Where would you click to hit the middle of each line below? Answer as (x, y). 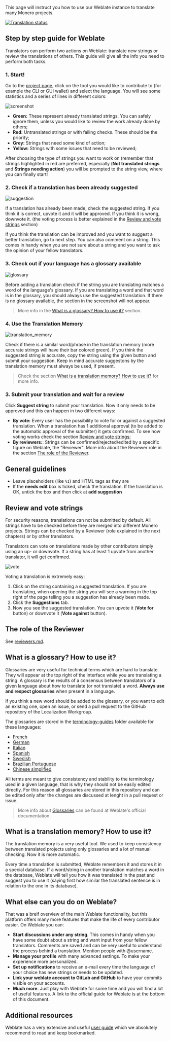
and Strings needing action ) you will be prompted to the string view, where (84, 169)
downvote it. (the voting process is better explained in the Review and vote (83, 219)
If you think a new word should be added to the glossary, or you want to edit (85, 701)
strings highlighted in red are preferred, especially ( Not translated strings (82, 164)
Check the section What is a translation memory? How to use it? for (88, 376)
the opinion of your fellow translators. (44, 250)
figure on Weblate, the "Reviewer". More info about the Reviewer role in (87, 448)
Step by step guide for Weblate (55, 38)
